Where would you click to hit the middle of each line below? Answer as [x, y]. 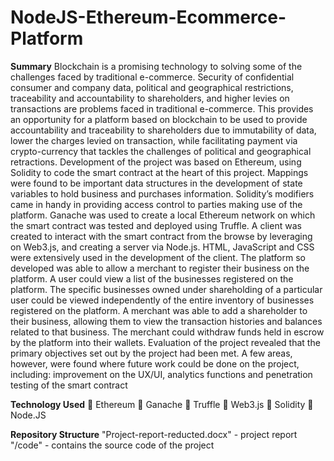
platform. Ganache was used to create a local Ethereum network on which [163, 215]
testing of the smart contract [69, 385]
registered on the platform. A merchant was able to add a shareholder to [159, 310]
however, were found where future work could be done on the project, [155, 363]
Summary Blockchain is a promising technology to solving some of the [156, 66]
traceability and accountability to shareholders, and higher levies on [150, 98]
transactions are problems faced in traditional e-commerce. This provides [162, 108]
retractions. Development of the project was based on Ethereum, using [156, 162]
